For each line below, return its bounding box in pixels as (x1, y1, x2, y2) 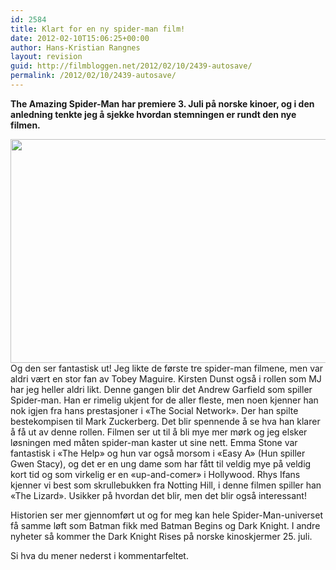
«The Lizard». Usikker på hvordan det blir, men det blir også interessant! (10, 489, 307, 501)
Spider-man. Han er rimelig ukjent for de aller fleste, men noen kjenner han (10, 394, 319, 406)
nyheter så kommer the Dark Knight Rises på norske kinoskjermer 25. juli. (10, 530, 313, 542)
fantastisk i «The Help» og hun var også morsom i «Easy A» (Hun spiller (10, 447, 306, 459)
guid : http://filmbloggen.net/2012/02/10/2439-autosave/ (10, 61, 253, 71)
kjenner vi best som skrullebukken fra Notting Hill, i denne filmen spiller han (10, 479, 322, 491)
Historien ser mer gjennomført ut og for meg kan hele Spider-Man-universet (10, 509, 323, 521)
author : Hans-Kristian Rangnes (10, 42, 141, 53)
